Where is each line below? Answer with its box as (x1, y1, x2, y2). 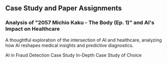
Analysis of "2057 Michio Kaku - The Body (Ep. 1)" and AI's (5, 19, 154, 26)
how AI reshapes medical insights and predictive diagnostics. (5, 42, 134, 48)
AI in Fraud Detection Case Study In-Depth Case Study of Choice (5, 52, 142, 58)
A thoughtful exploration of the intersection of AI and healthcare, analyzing (5, 37, 162, 43)
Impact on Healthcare (5, 25, 60, 32)
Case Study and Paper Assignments (5, 4, 122, 13)
